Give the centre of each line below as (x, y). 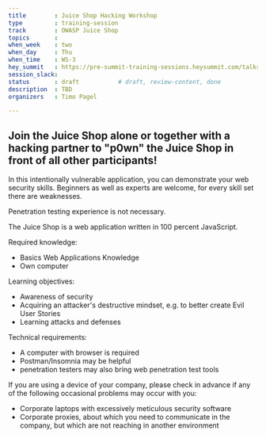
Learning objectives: (42, 281)
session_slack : (33, 74)
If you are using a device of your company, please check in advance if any (129, 385)
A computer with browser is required (80, 352)
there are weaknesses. (46, 196)
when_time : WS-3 (42, 60)
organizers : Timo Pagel (53, 97)
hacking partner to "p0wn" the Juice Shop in (121, 148)
